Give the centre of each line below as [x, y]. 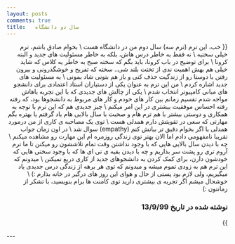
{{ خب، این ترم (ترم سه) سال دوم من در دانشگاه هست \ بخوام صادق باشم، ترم [124, 47]
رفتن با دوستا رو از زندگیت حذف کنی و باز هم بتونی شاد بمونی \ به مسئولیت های [123, 77]
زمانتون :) [215, 189]
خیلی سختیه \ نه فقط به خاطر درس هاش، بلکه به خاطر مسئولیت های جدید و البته [122, 54]
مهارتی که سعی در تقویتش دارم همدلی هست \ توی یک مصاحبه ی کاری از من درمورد [118, 122]
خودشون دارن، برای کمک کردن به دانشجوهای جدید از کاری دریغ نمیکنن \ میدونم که [121, 159]
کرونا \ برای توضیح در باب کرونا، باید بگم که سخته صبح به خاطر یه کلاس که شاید [124, 62]
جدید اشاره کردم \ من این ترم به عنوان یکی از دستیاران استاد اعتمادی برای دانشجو [120, 84]
